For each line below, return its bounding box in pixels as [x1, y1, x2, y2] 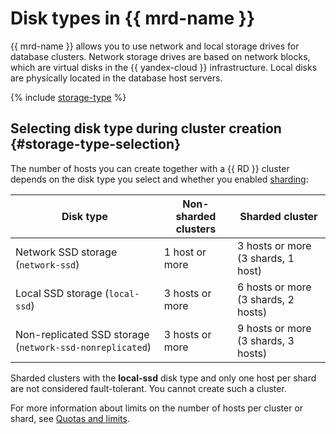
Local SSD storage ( [15, 286, 110, 300]
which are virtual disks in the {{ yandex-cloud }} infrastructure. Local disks [10, 61, 318, 73]
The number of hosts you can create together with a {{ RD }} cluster [10, 162, 290, 174]
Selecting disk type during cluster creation [10, 120, 282, 137]
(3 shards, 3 [237, 333, 295, 347]
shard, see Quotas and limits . [10, 412, 130, 424]
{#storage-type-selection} [10, 136, 182, 153]
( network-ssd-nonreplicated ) [15, 340, 152, 354]
